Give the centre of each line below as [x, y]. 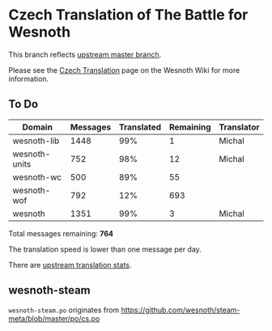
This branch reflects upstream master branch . [85, 54]
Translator [239, 127]
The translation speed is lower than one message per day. [105, 249]
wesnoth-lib [36, 141]
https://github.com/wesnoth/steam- [181, 310]
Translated [140, 127]
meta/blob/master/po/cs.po [54, 318]
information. [29, 79]
